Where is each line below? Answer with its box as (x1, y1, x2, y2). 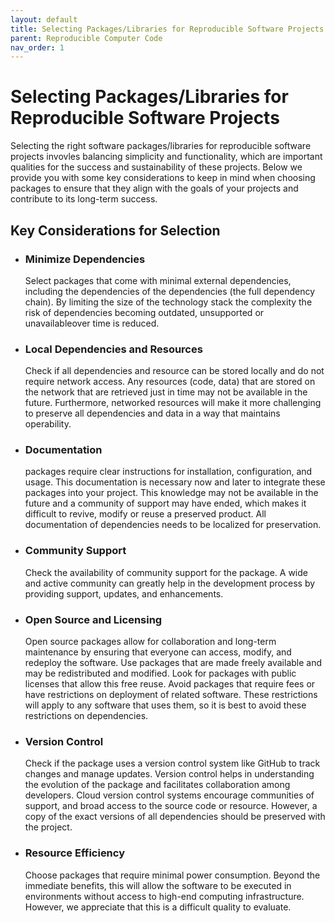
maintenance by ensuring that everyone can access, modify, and (24, 646, 292, 658)
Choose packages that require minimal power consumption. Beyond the (24, 869, 321, 881)
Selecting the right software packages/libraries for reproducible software (10, 140, 312, 152)
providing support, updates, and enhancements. (24, 587, 224, 600)
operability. (24, 418, 72, 430)
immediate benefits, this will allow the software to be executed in (24, 879, 292, 891)
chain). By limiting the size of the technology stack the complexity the (24, 296, 313, 308)
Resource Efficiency (24, 846, 125, 860)
